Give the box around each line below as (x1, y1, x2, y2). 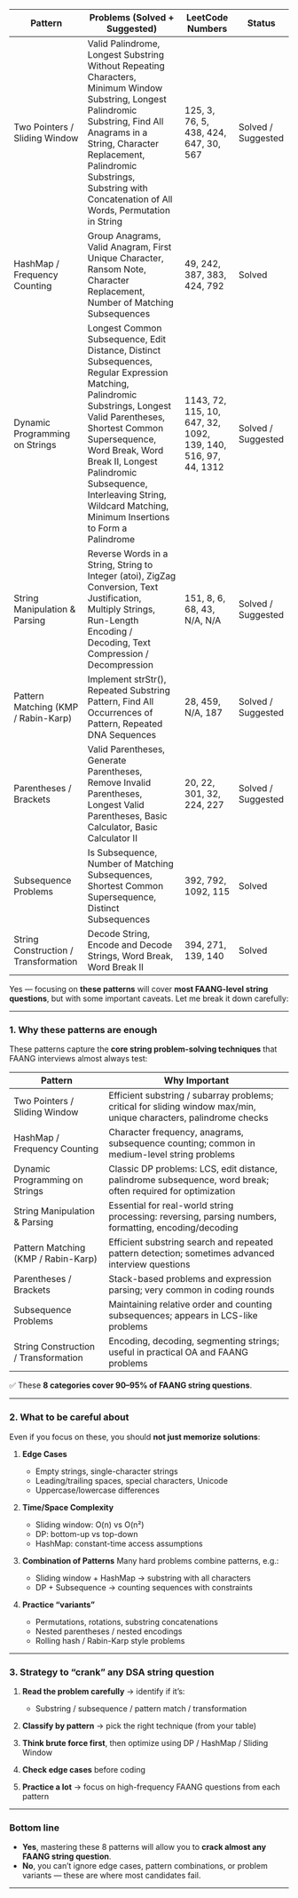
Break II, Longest (87, 455, 158, 468)
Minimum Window (87, 82, 163, 94)
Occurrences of (87, 707, 153, 718)
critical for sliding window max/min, (108, 1101, 256, 1113)
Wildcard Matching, (87, 500, 169, 512)
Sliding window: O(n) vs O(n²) (35, 1519, 145, 1530)
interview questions (108, 1258, 191, 1270)
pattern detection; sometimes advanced (108, 1247, 275, 1260)
